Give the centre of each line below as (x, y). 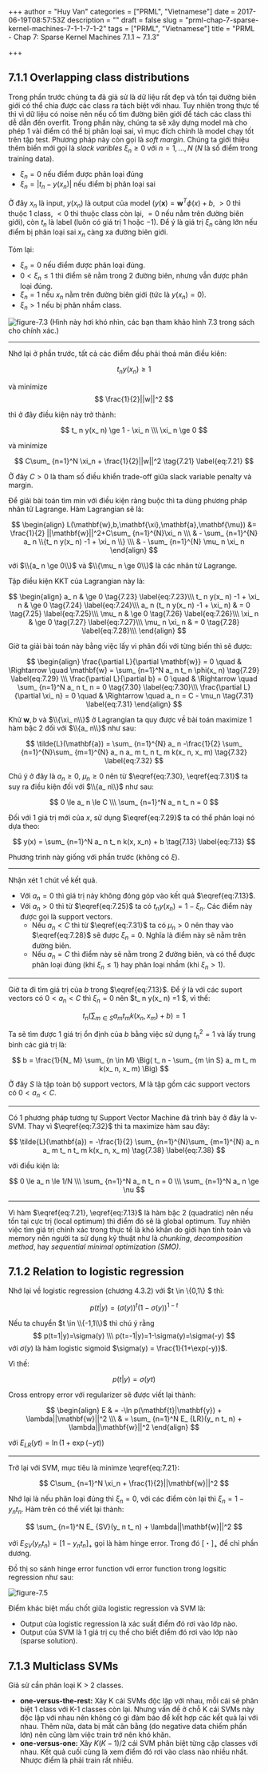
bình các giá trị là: (37, 1044)
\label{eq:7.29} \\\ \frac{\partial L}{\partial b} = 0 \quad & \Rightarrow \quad (134, 678)
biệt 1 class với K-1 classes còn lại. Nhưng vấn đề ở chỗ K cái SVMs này (137, 1709)
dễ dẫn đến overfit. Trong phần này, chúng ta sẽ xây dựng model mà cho (128, 122)
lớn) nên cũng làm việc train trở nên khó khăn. (95, 1735)
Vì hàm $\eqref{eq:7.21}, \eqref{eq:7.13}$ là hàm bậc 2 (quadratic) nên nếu (131, 1212)
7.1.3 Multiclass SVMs (63, 1666)
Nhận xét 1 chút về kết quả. (53, 880)
